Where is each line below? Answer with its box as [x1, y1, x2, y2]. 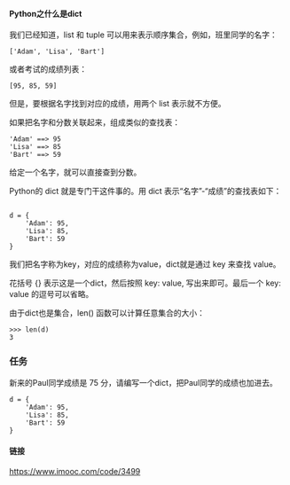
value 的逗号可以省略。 [9, 289, 94, 300]
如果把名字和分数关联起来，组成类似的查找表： [9, 117, 180, 128]
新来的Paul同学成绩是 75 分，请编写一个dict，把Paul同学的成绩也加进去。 [9, 377, 278, 387]
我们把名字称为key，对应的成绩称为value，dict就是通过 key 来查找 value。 [9, 259, 281, 270]
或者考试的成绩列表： [9, 64, 87, 74]
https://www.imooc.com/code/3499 [9, 465, 141, 476]
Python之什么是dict [9, 8, 82, 19]
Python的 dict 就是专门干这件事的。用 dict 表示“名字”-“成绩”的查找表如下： [9, 186, 282, 197]
